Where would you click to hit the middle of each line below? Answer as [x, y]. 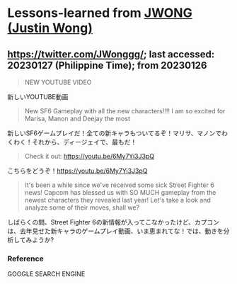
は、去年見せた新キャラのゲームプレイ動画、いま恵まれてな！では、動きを [116, 231]
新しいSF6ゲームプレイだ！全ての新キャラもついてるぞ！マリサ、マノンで [115, 133]
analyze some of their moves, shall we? [82, 208]
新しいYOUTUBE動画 [38, 97]
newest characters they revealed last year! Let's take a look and [117, 200]
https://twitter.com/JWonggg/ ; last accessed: [111, 54]
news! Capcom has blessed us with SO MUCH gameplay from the [120, 192]
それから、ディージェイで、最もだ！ [84, 142]
